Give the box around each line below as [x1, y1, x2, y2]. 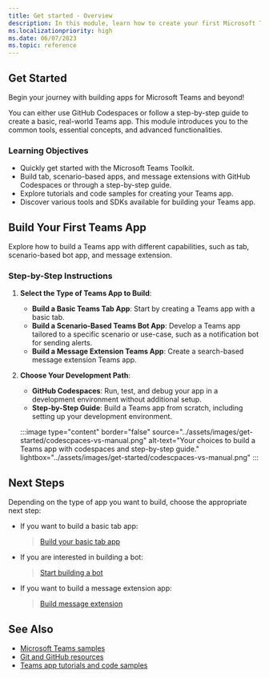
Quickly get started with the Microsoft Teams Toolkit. [19, 163, 195, 173]
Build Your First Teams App [8, 220, 147, 234]
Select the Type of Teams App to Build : [19, 289, 152, 298]
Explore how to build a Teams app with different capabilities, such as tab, [8, 242, 250, 252]
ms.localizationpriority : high [8, 26, 113, 34]
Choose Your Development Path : [19, 370, 130, 381]
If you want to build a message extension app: [19, 583, 172, 593]
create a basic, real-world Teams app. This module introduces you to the [8, 116, 248, 126]
